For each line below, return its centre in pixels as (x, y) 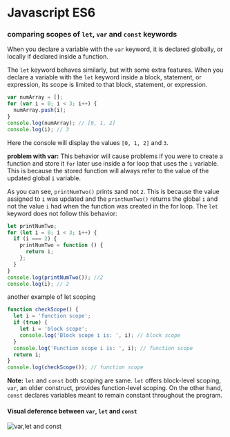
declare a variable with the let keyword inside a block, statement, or (104, 77)
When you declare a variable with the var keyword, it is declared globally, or (115, 49)
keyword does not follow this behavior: (62, 213)
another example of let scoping (51, 297)
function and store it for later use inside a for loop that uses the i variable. (113, 163)
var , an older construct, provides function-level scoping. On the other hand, (115, 388)
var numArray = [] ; (35, 97)
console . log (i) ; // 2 (38, 284)
